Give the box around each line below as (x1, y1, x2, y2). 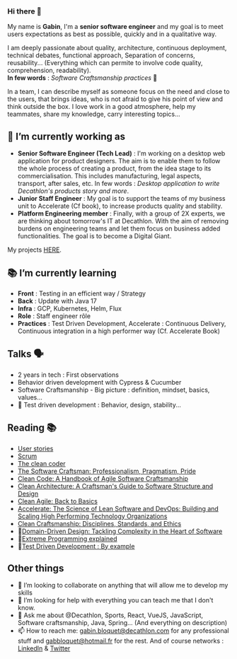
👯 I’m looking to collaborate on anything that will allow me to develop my (17, 581, 229, 590)
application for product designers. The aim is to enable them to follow (17, 157, 221, 165)
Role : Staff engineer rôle (17, 311, 91, 320)
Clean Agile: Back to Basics (17, 496, 98, 505)
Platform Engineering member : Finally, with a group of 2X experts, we (17, 209, 226, 218)
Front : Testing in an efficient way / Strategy (17, 289, 146, 298)
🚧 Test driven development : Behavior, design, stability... (17, 400, 182, 409)
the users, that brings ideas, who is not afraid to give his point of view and (7, 95, 224, 103)
